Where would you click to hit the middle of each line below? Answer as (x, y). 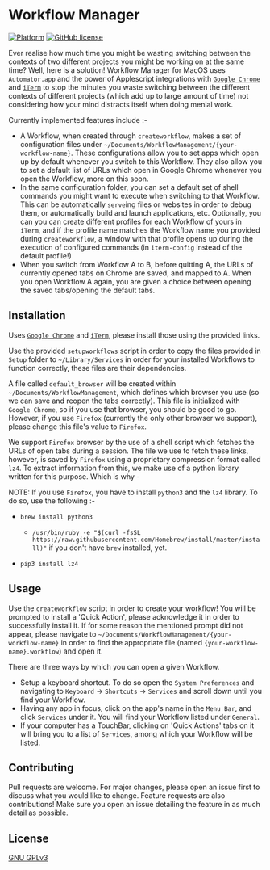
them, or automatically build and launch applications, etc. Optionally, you (141, 212)
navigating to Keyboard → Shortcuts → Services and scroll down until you (141, 691)
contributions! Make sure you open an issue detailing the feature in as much (134, 805)
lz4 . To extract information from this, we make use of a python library (124, 468)
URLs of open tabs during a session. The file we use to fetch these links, (129, 451)
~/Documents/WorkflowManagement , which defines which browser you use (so (134, 392)
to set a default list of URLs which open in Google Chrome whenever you (141, 170)
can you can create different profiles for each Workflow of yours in (131, 221)
